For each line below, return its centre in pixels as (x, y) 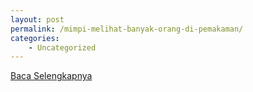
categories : (35, 38)
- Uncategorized (62, 47)
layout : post (37, 19)
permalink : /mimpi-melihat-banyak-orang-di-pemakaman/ (127, 29)
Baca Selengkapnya (51, 76)
